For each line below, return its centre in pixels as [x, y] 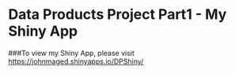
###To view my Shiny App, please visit [71, 53]
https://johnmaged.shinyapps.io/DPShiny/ [76, 61]
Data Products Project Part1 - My [117, 15]
